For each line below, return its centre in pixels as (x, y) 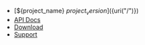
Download (29, 27)
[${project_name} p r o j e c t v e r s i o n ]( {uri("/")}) (76, 12)
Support (25, 34)
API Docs (27, 19)
